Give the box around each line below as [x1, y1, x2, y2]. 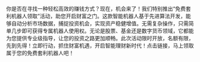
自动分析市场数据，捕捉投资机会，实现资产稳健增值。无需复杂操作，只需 [11, 20, 189, 27]
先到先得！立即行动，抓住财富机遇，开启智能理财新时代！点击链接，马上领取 [6, 42, 194, 49]
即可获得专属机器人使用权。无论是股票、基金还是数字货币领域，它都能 [21, 27, 194, 34]
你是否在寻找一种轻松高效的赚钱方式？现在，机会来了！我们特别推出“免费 [6, 5, 186, 12]
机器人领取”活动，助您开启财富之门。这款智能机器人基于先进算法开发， [11, 12, 186, 19]
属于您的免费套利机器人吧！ [6, 50, 74, 56]
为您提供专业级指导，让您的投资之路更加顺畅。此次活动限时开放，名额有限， [6, 35, 194, 41]
